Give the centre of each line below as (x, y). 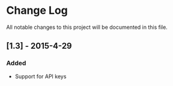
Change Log (37, 11)
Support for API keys (41, 76)
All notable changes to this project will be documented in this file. (87, 27)
